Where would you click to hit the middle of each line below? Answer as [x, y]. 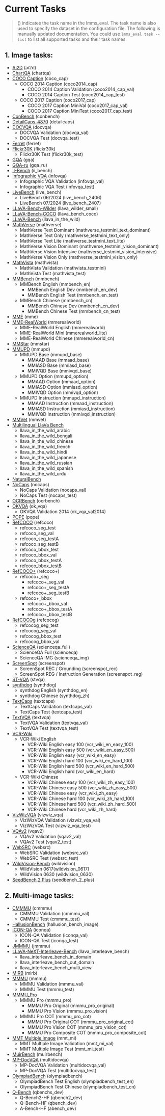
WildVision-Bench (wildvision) [44, 863]
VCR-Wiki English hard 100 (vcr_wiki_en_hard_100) [80, 760]
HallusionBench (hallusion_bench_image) [55, 924]
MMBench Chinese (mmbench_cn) [56, 300]
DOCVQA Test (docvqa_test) [49, 138]
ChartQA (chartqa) [32, 73]
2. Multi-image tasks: [39, 896]
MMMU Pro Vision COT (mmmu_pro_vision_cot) [77, 1027]
